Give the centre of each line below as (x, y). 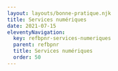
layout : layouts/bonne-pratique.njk (59, 13)
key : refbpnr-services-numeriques (62, 39)
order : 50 (27, 57)
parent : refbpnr (36, 45)
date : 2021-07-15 (32, 26)
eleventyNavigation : (36, 32)
